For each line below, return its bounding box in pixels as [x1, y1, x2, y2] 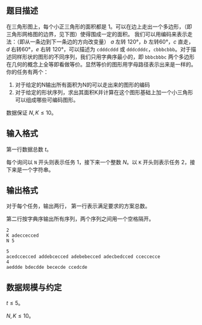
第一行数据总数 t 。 [6, 146, 52, 153]
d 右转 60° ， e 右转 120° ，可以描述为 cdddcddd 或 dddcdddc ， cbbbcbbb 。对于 [6, 45, 191, 53]
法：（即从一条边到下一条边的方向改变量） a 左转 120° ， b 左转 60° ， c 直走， [6, 38, 194, 45]
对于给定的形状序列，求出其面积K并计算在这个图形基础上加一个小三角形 [14, 88, 194, 95]
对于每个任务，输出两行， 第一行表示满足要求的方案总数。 [6, 202, 151, 210]
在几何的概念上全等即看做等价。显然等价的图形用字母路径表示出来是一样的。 [6, 60, 197, 68]
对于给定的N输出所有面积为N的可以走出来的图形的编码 [14, 81, 150, 88]
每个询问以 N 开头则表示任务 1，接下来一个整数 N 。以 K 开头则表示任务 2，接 [6, 158, 195, 166]
